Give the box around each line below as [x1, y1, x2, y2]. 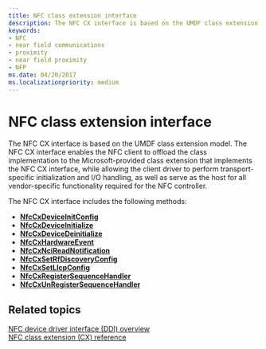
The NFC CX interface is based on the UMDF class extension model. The [8, 139, 248, 148]
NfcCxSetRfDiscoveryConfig [19, 254, 118, 264]
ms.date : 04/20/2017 [8, 71, 77, 79]
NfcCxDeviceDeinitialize [19, 229, 103, 239]
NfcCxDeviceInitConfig [19, 212, 99, 222]
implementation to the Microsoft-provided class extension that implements [8, 156, 252, 166]
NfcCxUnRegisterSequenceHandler [19, 280, 141, 289]
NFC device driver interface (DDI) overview [8, 324, 150, 334]
